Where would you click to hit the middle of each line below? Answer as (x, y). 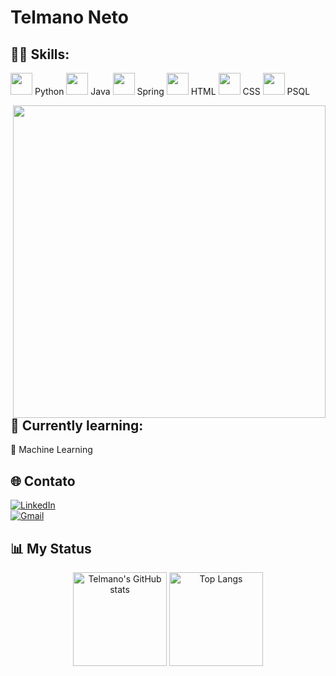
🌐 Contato (43, 481)
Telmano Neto (69, 17)
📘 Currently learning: (77, 425)
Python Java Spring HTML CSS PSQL (172, 91)
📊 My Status (51, 548)
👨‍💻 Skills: (40, 54)
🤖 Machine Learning (51, 450)
